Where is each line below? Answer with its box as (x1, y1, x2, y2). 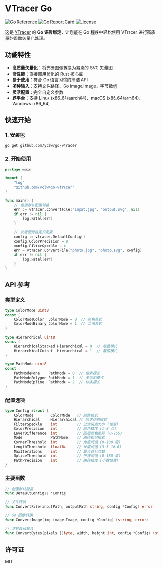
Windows (12, 100, 31, 106)
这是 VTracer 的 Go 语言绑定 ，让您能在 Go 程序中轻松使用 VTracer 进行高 (5, 29, 151, 35)
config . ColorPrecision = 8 (14, 239, 68, 244)
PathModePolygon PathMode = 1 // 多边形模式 (14, 376, 104, 380)
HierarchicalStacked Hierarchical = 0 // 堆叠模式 (14, 344, 117, 349)
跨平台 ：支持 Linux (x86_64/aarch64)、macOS (12, 95, 106, 101)
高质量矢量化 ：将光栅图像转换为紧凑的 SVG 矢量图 (12, 64, 113, 71)
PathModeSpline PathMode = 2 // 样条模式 (14, 379, 100, 385)
